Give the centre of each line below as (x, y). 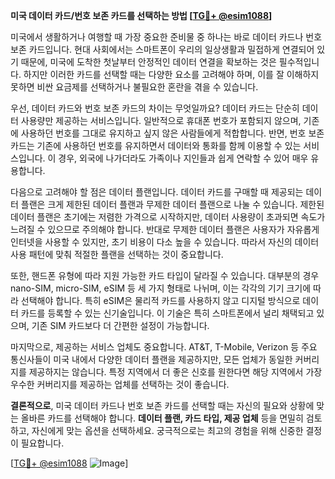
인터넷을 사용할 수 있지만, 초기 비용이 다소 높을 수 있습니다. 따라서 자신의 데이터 (165, 242)
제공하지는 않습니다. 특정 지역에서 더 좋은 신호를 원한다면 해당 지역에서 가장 (175, 372)
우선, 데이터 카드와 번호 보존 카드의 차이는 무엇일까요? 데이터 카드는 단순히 (155, 108)
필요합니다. (42, 443)
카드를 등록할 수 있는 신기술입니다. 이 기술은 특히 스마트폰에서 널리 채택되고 (167, 313)
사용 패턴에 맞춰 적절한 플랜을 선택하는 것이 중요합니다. (117, 254)
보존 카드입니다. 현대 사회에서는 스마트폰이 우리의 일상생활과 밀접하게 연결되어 (162, 49)
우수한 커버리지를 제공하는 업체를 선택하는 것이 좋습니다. (120, 384)
